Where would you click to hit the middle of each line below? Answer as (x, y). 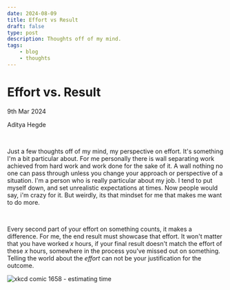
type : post (23, 33)
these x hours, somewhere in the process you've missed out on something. (114, 251)
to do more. (23, 202)
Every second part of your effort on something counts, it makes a (100, 229)
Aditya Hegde (27, 124)
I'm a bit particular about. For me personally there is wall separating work (111, 158)
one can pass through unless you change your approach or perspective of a (115, 173)
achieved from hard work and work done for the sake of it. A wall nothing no (115, 166)
